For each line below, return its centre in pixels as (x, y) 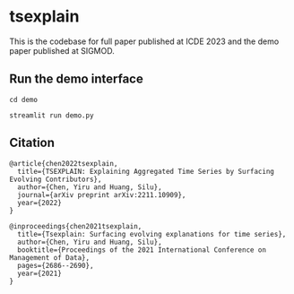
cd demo (24, 99)
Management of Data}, (50, 257)
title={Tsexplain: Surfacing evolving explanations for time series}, (152, 234)
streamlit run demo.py (52, 115)
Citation (32, 143)
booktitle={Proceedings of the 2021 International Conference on (142, 250)
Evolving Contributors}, (56, 179)
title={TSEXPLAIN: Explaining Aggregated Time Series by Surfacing (146, 171)
